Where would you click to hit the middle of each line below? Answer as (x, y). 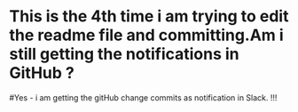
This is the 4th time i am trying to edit (149, 16)
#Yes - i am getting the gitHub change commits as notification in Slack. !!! (143, 97)
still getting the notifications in (124, 54)
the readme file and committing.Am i (146, 35)
